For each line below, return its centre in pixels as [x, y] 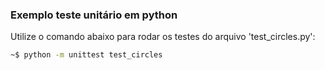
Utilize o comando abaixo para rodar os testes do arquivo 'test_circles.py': [163, 37]
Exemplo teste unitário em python [94, 15]
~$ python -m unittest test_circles [86, 55]
